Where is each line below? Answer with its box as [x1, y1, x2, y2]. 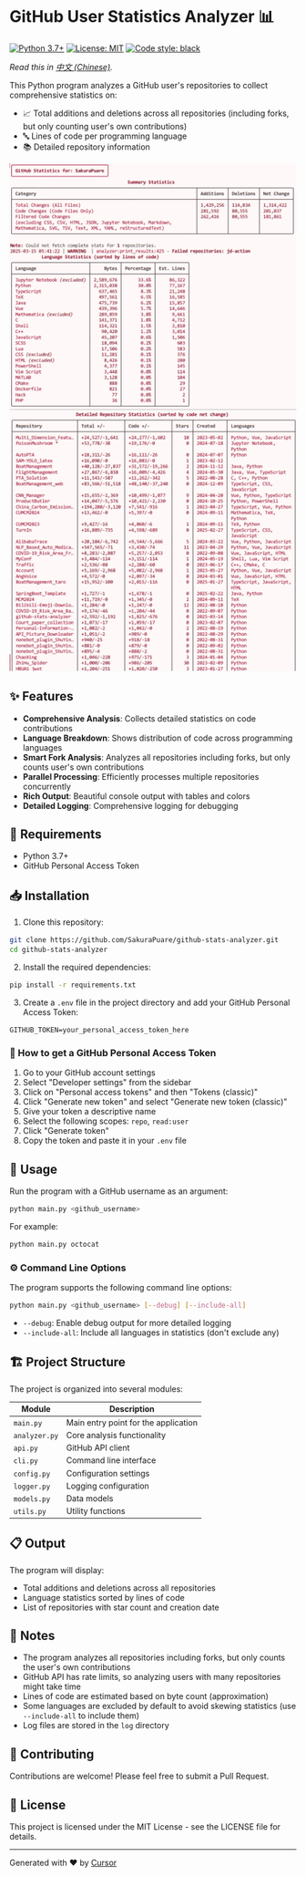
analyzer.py [13, 1431, 59, 1440]
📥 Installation [9, 887, 90, 903]
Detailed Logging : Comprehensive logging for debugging [22, 800, 239, 811]
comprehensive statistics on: [9, 89, 117, 100]
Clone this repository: [22, 917, 104, 928]
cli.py [13, 1457, 38, 1466]
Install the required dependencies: [22, 962, 152, 973]
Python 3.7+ [22, 851, 69, 862]
